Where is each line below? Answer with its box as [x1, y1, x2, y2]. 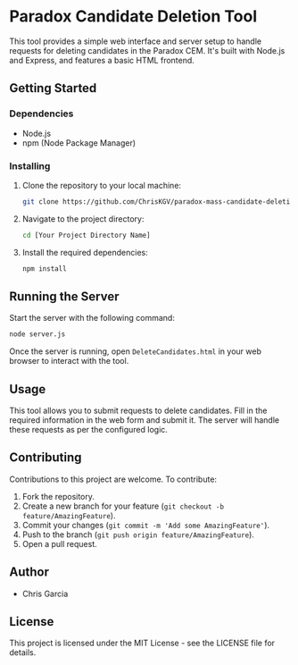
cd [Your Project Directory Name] [21, 231, 151, 240]
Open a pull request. [21, 538, 98, 549]
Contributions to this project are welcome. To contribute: [9, 474, 217, 484]
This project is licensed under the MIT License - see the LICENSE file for [9, 637, 275, 649]
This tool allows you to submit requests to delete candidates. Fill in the [9, 405, 268, 417]
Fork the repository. [21, 491, 95, 501]
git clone [21, 197, 60, 206]
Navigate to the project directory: [21, 213, 145, 224]
